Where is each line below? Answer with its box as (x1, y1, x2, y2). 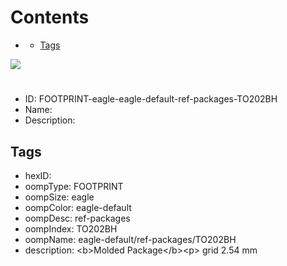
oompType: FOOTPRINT (24, 180, 124, 192)
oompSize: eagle (24, 191, 95, 203)
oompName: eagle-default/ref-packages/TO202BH (24, 233, 237, 245)
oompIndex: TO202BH (24, 222, 118, 235)
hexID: (24, 169, 52, 181)
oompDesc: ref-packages (24, 212, 131, 224)
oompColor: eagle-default (24, 201, 132, 213)
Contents (10, 6, 90, 29)
